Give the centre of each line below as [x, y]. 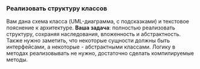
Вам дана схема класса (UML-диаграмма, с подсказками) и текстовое [98, 22]
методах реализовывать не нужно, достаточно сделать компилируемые [100, 53]
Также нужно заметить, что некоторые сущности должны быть [88, 41]
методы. [17, 60]
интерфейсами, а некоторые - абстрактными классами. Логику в [91, 47]
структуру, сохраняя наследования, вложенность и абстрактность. [94, 34]
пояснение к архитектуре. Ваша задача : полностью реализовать [91, 28]
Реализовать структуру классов [57, 8]
